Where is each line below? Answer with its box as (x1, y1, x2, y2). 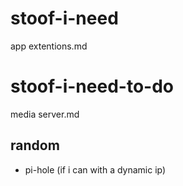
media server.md (10, 108, 80, 120)
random (10, 137, 60, 154)
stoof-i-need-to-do (10, 75, 174, 98)
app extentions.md (10, 40, 88, 52)
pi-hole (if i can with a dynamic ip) (24, 163, 167, 176)
